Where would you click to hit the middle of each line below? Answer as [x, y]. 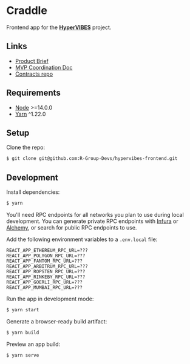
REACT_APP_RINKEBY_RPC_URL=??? [46, 277]
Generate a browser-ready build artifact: [57, 321]
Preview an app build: [33, 344]
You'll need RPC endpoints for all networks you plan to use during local [95, 214]
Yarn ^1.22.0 [30, 114]
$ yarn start [23, 309]
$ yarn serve [23, 355]
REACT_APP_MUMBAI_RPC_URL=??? [45, 287]
